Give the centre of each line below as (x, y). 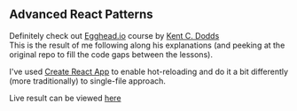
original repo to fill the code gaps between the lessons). (111, 54)
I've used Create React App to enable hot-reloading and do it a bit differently (149, 71)
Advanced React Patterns (81, 15)
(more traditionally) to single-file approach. (88, 81)
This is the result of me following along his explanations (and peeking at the (147, 45)
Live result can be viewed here (65, 98)
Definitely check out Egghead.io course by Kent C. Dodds (114, 35)
